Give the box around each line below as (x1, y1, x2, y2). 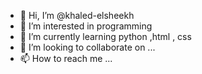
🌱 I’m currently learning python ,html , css (19, 31, 192, 42)
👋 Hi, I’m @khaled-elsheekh (19, 10, 135, 21)
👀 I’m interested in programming (19, 20, 153, 32)
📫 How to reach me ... (19, 53, 113, 64)
